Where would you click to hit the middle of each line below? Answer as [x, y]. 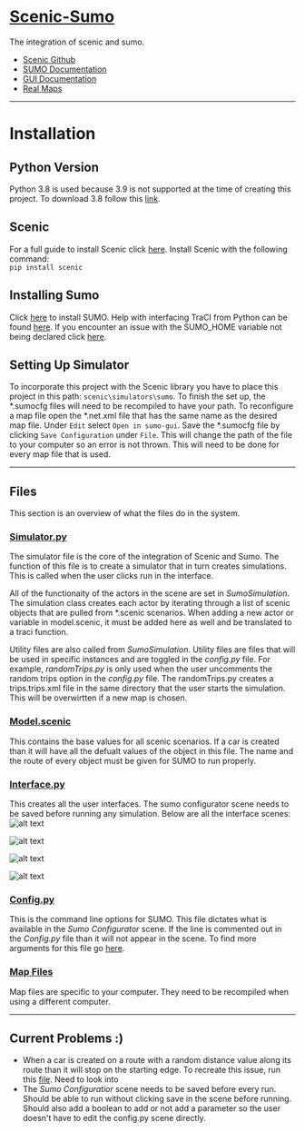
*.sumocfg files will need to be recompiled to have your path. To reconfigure [152, 406]
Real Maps [42, 88]
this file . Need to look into [70, 1079]
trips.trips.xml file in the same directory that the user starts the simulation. [148, 689]
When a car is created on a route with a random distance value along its [157, 1060]
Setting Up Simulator [69, 365]
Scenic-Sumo [62, 17]
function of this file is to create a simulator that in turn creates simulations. [148, 566]
